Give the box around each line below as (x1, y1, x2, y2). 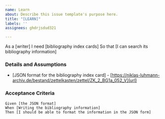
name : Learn (5, 7, 30, 12)
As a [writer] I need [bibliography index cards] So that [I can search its (5, 43, 148, 49)
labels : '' (5, 21, 28, 26)
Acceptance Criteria (5, 90, 55, 97)
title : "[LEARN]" (5, 16, 41, 21)
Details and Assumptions (5, 61, 67, 68)
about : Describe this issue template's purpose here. (5, 12, 119, 17)
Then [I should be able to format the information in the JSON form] (5, 110, 152, 115)
